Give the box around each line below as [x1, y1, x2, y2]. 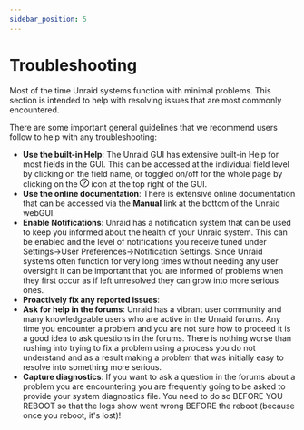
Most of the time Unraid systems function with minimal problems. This [9, 84, 271, 95]
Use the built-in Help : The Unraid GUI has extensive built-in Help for [22, 149, 279, 160]
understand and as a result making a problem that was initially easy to [22, 352, 284, 363]
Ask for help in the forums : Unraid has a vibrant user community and [22, 304, 282, 315]
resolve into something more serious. [22, 361, 162, 372]
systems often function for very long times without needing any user [22, 255, 279, 267]
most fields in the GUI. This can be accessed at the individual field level [22, 159, 290, 170]
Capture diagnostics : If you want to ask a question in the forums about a [22, 371, 296, 382]
